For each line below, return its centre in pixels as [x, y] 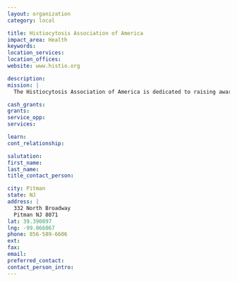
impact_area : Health [38, 39]
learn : [17, 137]
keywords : [22, 47]
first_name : [25, 163]
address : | [23, 202]
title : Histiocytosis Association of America [75, 33]
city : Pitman [26, 189]
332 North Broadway [42, 208]
